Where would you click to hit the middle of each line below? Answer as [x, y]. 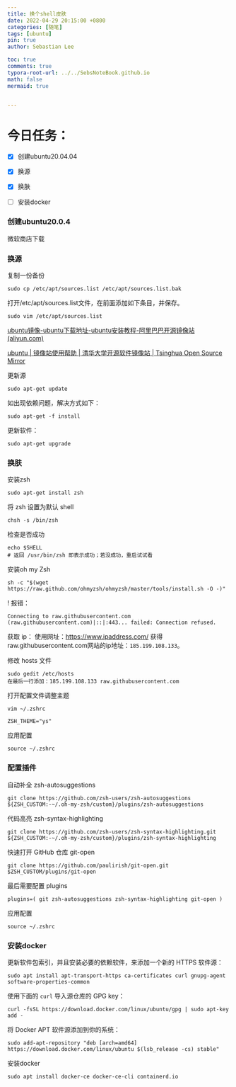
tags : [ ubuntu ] [30, 34]
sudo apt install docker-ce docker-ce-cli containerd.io [93, 1077]
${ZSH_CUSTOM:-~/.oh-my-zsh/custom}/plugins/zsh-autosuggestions [105, 804]
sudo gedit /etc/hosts [41, 674]
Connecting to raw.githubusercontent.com [69, 617]
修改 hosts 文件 [29, 661]
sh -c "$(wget [28, 583]
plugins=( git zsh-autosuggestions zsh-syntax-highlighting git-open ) [115, 899]
